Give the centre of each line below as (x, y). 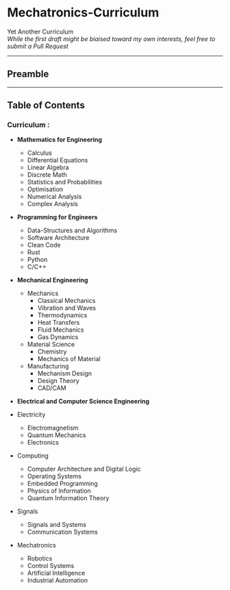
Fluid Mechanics (61, 330)
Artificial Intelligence (56, 573)
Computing (33, 456)
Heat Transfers (59, 323)
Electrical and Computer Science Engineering (83, 402)
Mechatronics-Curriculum (83, 13)
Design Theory (59, 381)
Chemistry (52, 352)
